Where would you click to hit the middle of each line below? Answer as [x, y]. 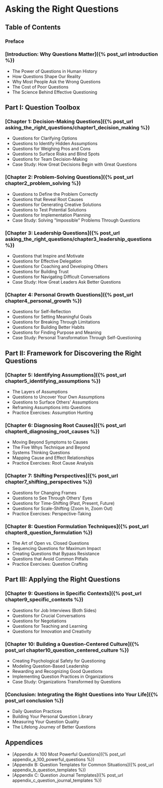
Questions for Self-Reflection [41, 312]
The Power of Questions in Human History [55, 71]
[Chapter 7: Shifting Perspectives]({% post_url [62, 476]
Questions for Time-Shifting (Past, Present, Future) [63, 503]
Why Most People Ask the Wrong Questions [56, 82]
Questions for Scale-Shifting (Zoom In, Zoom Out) [62, 508]
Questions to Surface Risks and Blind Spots [56, 154]
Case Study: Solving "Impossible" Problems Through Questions [76, 220]
